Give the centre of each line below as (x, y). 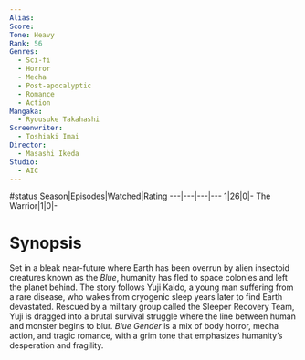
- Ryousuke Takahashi (59, 119)
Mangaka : (26, 111)
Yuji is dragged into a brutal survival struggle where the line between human (153, 316)
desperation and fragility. (57, 345)
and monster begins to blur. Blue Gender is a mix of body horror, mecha (144, 326)
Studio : (24, 162)
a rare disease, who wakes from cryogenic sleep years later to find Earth (146, 297)
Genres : (24, 52)
